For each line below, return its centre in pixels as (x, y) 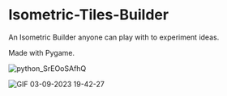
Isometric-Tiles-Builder (88, 15)
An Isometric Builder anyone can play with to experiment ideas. (114, 37)
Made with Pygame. (42, 52)
